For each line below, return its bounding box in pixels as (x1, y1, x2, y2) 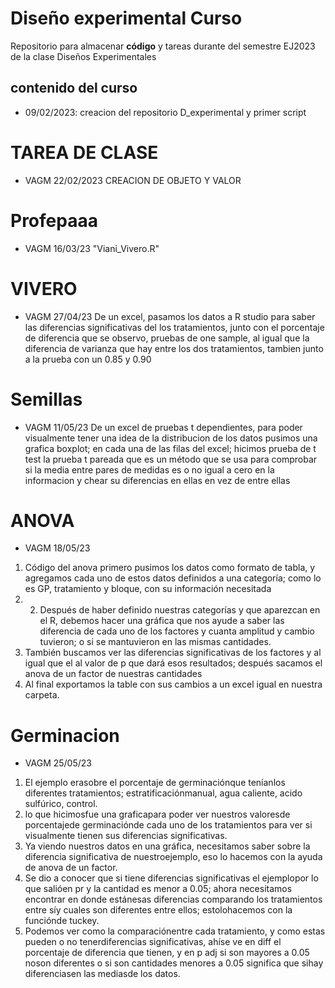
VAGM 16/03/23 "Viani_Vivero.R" (24, 242, 160, 254)
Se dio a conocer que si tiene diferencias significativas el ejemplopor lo (24, 872, 319, 884)
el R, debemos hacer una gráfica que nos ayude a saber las (39, 615, 285, 627)
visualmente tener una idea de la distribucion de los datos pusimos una (24, 432, 318, 444)
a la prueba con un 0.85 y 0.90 (24, 353, 152, 365)
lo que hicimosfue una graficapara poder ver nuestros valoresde (24, 808, 291, 821)
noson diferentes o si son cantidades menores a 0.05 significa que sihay (24, 957, 324, 969)
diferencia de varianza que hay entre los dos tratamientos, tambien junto (24, 342, 324, 354)
